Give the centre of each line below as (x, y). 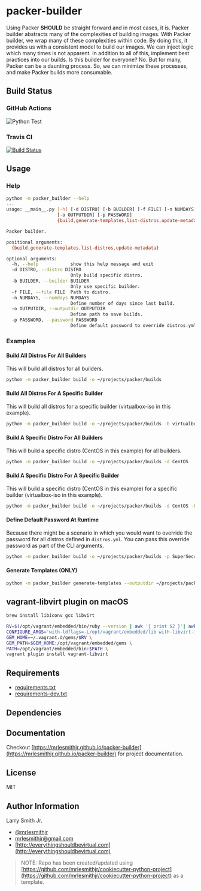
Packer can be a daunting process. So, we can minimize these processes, (97, 66)
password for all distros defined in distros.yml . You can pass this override (98, 539)
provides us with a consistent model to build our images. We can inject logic (100, 47)
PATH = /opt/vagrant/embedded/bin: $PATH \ (57, 649)
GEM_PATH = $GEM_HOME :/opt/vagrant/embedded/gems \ (69, 643)
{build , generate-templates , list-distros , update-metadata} (86, 248)
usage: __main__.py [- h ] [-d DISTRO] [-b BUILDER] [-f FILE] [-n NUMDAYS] (101, 209)
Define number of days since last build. (123, 303)
